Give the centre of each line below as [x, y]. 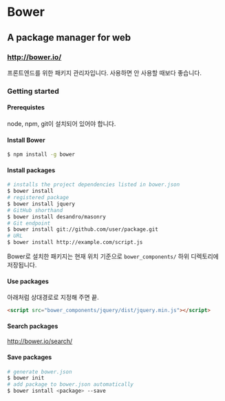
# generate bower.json [40, 372]
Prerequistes [26, 107]
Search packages [33, 326]
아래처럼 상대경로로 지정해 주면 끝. [53, 298]
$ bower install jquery [41, 204]
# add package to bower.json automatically [71, 384]
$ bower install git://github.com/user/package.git [83, 229]
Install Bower [26, 140]
